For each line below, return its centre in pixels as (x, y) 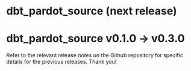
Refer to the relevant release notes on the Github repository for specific (95, 55)
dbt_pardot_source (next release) (92, 11)
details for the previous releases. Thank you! (61, 62)
